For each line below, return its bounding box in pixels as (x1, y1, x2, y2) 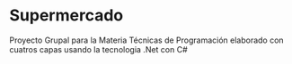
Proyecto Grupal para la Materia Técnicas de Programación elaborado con (9, 35, 285, 45)
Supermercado (9, 5, 124, 26)
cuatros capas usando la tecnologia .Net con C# (9, 44, 189, 54)
